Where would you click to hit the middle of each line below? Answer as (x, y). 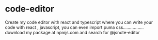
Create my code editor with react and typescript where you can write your (79, 22)
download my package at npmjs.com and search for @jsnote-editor (72, 32)
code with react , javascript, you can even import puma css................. (74, 27)
